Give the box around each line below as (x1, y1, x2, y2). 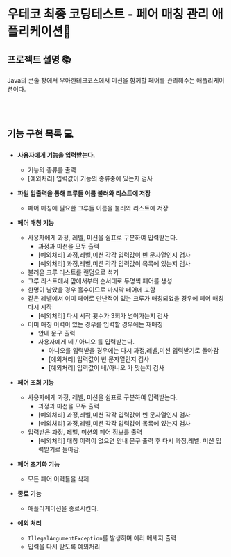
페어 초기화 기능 (17, 460, 60, 468)
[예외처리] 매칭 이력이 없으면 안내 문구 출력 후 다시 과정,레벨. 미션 (37, 436, 214, 444)
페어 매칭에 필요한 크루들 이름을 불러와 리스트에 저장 (27, 203, 169, 212)
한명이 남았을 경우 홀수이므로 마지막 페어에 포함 (27, 285, 156, 294)
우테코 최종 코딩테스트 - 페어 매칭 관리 (7, 6, 209, 22)
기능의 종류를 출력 (27, 165, 76, 174)
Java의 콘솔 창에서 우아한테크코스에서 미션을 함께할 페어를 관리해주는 (7, 76, 196, 84)
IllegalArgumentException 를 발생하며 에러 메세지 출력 (27, 533, 177, 542)
